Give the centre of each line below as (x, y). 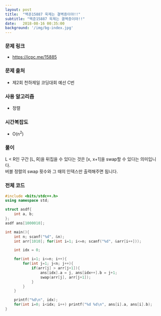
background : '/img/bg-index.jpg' (39, 28)
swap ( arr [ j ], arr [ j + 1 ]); (66, 277)
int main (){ (17, 232)
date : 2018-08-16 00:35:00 (35, 23)
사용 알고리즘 (20, 96)
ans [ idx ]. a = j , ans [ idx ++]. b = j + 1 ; (79, 273)
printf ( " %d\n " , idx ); (36, 300)
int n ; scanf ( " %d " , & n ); (39, 237)
